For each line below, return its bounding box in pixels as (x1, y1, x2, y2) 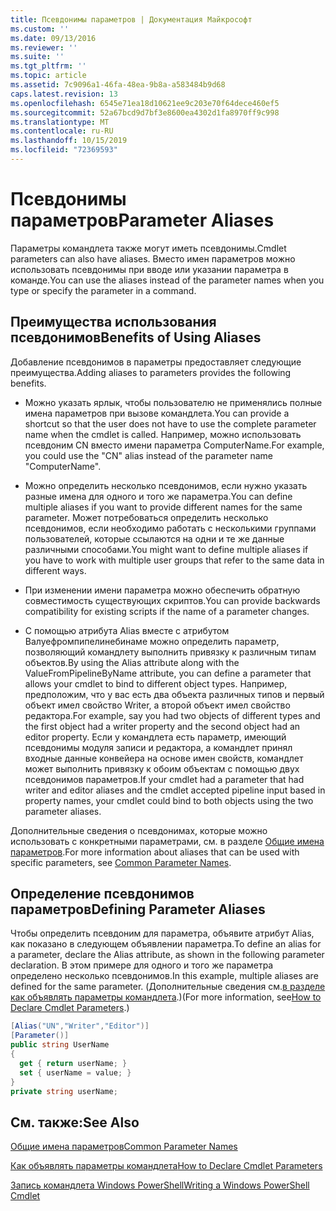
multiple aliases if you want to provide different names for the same (24, 501, 303, 513)
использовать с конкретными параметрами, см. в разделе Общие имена (10, 835, 325, 847)
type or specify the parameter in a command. (10, 284, 197, 296)
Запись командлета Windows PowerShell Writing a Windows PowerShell (10, 1179, 310, 1191)
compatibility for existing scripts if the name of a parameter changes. (24, 605, 310, 617)
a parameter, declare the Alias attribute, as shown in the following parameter (10, 949, 325, 961)
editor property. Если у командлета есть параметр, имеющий (24, 731, 287, 743)
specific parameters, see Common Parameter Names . (10, 856, 232, 868)
